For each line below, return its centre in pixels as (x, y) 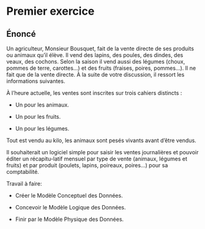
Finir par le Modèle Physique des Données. (69, 219)
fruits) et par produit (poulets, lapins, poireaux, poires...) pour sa (87, 165)
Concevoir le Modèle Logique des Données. (71, 207)
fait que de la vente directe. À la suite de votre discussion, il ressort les (95, 74)
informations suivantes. (36, 81)
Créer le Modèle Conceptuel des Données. (69, 195)
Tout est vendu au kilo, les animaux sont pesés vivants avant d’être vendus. (102, 140)
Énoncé (21, 34)
